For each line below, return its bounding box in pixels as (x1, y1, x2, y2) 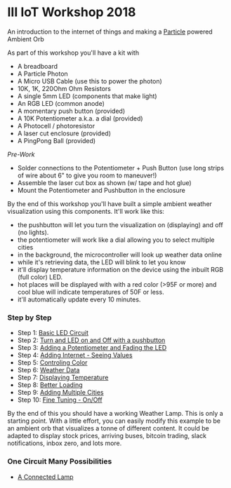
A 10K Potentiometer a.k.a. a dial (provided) (17, 114, 143, 123)
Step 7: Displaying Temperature (17, 373, 109, 382)
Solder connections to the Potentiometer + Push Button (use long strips (17, 163, 225, 172)
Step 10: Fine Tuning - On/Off (17, 395, 103, 404)
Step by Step (7, 313, 52, 323)
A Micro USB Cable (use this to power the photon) (17, 76, 163, 85)
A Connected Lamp (17, 473, 74, 481)
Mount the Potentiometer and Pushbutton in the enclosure (17, 186, 186, 194)
